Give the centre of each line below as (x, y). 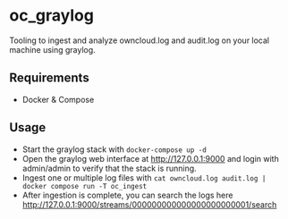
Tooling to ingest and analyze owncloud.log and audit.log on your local (140, 40)
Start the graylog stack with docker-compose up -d (114, 149)
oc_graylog (51, 16)
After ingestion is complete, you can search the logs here (127, 195)
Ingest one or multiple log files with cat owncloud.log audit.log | (144, 177)
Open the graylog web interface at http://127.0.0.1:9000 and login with (150, 158)
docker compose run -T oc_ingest (85, 186)
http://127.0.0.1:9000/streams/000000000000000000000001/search (149, 204)
